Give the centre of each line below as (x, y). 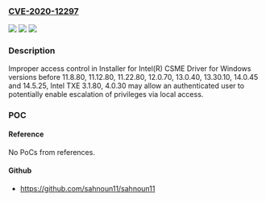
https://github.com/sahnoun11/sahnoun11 (87, 188)
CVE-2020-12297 (44, 11)
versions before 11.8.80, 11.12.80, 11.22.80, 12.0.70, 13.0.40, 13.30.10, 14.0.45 (133, 77)
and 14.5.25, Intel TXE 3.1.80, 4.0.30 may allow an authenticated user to (126, 86)
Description (32, 51)
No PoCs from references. (52, 152)
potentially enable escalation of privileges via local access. (106, 94)
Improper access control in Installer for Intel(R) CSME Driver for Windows (130, 68)
